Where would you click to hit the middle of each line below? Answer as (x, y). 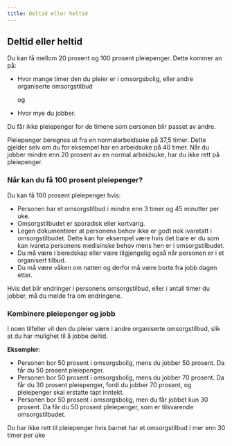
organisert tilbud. (42, 260)
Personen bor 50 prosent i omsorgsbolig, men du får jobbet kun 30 (113, 400)
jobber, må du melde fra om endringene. (65, 296)
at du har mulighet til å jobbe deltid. (58, 336)
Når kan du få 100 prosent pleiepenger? (75, 180)
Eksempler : (24, 350)
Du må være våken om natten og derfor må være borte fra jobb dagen (117, 267)
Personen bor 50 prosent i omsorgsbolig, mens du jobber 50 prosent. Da (121, 363)
